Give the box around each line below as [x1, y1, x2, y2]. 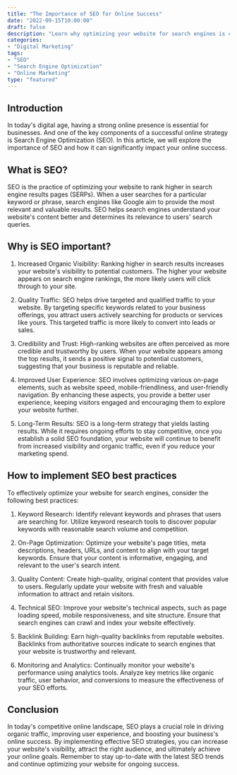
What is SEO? [7, 164, 68, 176]
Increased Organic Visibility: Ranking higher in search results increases [17, 259, 224, 268]
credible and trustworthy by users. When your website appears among [17, 347, 224, 355]
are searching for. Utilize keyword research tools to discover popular [17, 517, 217, 526]
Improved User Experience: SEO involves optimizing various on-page [17, 375, 219, 384]
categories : [7, 37, 42, 44]
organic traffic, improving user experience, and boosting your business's [7, 730, 219, 738]
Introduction [7, 102, 63, 114]
